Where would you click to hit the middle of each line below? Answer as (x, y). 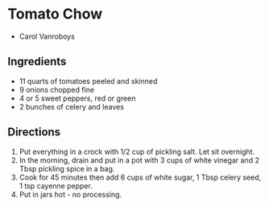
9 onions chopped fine (56, 89)
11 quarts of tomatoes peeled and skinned (88, 81)
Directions (34, 132)
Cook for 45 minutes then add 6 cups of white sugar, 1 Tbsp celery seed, (140, 177)
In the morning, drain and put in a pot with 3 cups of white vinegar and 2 (139, 160)
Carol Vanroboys (47, 36)
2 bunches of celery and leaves (71, 106)
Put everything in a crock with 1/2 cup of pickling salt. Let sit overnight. (137, 151)
